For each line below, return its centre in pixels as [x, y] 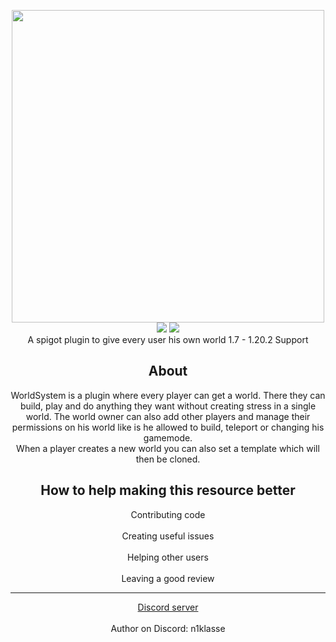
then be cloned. [168, 459]
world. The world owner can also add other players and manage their [168, 416]
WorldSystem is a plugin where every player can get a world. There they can [168, 395]
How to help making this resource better [168, 490]
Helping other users [168, 557]
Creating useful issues [168, 536]
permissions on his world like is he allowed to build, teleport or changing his [168, 427]
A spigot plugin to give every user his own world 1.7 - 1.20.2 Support [168, 339]
